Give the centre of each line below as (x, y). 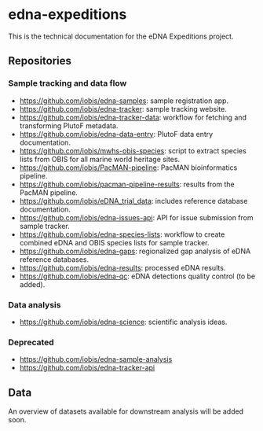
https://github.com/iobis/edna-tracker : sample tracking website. (123, 109)
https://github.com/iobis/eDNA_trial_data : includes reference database (133, 201)
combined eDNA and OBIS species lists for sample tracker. (114, 242)
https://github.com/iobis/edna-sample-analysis (96, 359)
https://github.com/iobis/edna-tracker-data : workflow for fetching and (133, 117)
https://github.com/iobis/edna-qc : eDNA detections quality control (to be (137, 276)
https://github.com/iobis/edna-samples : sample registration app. (124, 101)
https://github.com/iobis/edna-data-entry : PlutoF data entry (116, 134)
